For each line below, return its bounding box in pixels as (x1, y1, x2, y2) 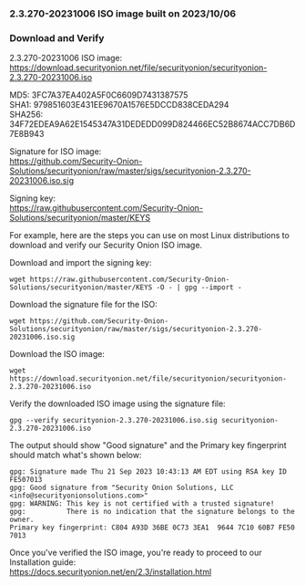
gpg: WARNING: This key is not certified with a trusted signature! (9, 499, 275, 508)
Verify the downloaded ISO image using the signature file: (9, 398, 226, 409)
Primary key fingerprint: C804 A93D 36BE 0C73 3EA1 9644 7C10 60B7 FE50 (9, 523, 296, 532)
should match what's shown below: (9, 450, 142, 461)
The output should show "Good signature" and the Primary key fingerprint (9, 440, 287, 451)
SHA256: (9, 109, 44, 120)
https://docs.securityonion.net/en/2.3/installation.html (9, 567, 212, 578)
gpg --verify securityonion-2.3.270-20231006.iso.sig (9, 416, 219, 425)
